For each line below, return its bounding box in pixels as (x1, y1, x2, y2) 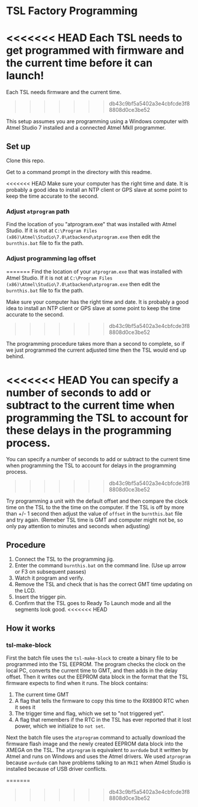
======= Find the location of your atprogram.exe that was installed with (6, 268, 183, 275)
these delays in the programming (6, 423, 172, 437)
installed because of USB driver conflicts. (6, 765, 108, 772)
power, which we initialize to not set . (14, 722, 105, 729)
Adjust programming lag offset (6, 255, 96, 263)
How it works (6, 623, 56, 633)
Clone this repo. (6, 157, 46, 164)
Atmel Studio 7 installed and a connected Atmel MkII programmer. (6, 124, 166, 131)
